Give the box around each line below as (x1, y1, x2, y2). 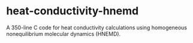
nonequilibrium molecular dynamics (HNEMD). (6, 30, 121, 37)
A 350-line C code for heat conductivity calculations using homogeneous (6, 24, 188, 31)
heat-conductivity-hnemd (6, 4, 139, 18)
